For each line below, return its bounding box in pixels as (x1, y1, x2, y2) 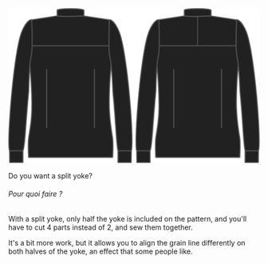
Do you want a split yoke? (8, 170, 93, 180)
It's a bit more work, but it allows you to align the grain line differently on (8, 238, 246, 247)
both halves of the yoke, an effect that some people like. (8, 246, 193, 256)
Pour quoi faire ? (8, 189, 63, 199)
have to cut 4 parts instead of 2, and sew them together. (8, 222, 193, 232)
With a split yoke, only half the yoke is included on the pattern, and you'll (8, 214, 247, 223)
